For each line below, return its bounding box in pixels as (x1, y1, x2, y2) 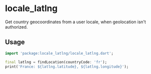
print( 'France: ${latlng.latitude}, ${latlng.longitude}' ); (5, 64, 129, 69)
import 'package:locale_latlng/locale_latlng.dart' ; (5, 51, 114, 56)
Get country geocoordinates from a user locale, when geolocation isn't (5, 19, 146, 25)
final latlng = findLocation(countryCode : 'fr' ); (5, 59, 107, 64)
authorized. (5, 24, 28, 30)
